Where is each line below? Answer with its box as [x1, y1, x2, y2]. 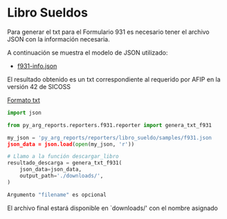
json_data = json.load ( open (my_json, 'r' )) [7, 140, 135, 148]
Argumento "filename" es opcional [7, 191, 107, 198]
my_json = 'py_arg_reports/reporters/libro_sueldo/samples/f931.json [7, 134, 212, 141]
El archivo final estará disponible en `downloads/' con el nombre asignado [7, 204, 218, 212]
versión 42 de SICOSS [7, 82, 71, 91]
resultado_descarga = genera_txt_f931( [7, 160, 122, 166]
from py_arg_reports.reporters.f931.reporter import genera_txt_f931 [7, 122, 212, 128]
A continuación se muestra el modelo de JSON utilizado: [7, 48, 168, 57]
